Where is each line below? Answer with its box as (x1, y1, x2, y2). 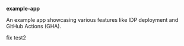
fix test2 (6, 34, 27, 41)
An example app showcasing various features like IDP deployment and (6, 17, 179, 23)
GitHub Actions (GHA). (6, 23, 61, 29)
